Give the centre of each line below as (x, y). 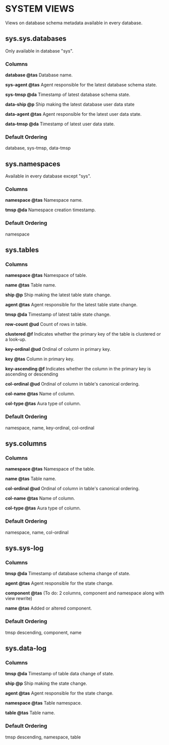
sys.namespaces (33, 164)
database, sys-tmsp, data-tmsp (38, 148)
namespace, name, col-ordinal (37, 532)
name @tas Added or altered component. (49, 608)
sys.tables (22, 250)
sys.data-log (26, 648)
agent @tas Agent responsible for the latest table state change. (71, 305)
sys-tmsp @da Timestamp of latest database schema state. (68, 95)
